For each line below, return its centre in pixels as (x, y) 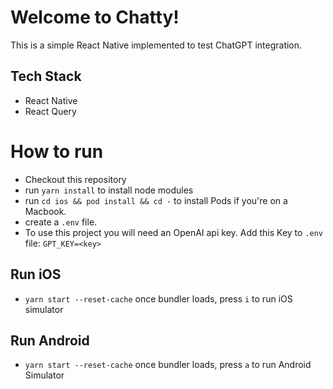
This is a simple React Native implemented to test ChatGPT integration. (156, 45)
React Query (50, 111)
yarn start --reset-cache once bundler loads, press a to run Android (168, 365)
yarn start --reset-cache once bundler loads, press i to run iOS (158, 298)
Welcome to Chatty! (95, 17)
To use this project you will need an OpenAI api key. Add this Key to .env (174, 232)
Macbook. (45, 211)
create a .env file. (61, 222)
